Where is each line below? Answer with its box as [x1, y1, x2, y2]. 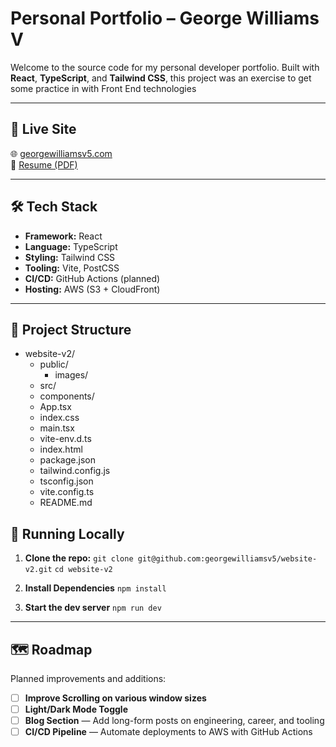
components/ [39, 390, 95, 402]
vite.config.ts [39, 486, 95, 498]
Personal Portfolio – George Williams [10, 7, 320, 30]
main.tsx [39, 422, 75, 434]
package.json [39, 454, 96, 466]
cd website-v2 [54, 565, 113, 575]
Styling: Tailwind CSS [24, 251, 116, 263]
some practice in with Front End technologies [10, 82, 197, 94]
